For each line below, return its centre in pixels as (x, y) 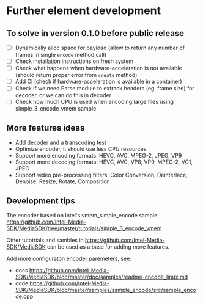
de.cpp (24, 296)
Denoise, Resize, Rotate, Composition (62, 181)
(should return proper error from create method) (76, 75)
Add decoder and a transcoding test (61, 143)
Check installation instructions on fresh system (74, 61)
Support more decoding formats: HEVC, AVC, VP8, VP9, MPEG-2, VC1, (104, 162)
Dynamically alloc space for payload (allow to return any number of (100, 48)
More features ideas (46, 128)
